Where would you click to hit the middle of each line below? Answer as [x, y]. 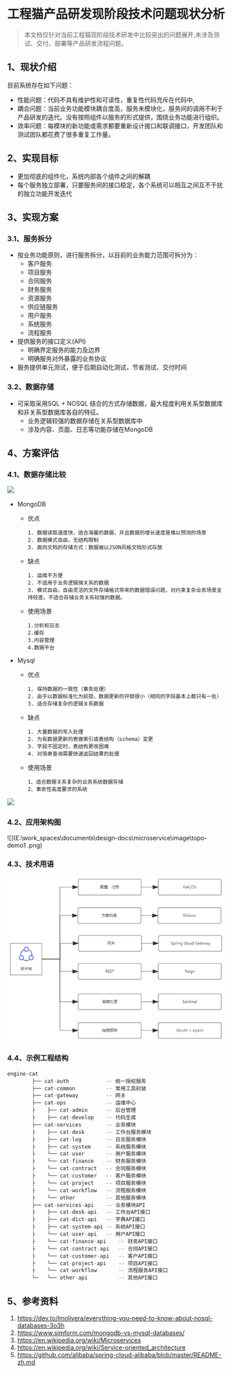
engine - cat [23, 1074]
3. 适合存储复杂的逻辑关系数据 [66, 704]
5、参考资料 [33, 1301]
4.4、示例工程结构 [38, 1058]
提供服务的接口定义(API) [51, 341]
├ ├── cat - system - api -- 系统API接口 [89, 1227]
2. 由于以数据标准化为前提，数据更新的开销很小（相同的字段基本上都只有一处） [125, 697]
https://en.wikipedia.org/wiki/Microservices [79, 1341]
